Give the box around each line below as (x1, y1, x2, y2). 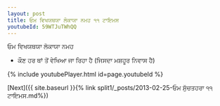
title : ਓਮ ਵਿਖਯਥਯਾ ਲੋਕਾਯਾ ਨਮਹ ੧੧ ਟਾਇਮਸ (7, 17, 119, 24)
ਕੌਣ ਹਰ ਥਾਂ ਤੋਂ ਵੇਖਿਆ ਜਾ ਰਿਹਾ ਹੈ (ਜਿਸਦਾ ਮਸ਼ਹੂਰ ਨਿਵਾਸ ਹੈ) (17, 56, 155, 65)
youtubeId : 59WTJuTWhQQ (7, 23, 77, 30)
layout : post (7, 10, 46, 17)
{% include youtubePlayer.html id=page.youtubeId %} (7, 70, 164, 79)
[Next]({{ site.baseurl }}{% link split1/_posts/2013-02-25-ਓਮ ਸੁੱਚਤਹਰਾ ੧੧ (7, 84, 213, 92)
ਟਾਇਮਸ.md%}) (7, 91, 49, 100)
